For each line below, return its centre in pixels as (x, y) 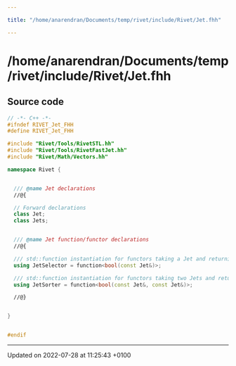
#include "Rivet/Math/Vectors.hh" (58, 157)
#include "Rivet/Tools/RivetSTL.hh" (61, 144)
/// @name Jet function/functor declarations (81, 240)
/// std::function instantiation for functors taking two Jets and (114, 278)
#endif (17, 335)
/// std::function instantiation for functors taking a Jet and (110, 259)
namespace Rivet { (34, 170)
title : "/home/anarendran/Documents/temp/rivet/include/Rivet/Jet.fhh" (114, 20)
